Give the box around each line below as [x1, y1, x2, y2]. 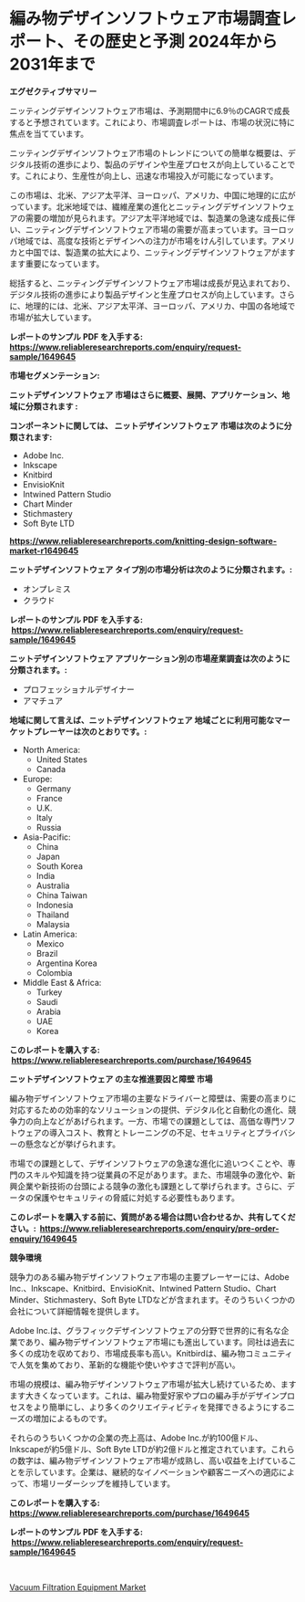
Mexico [36, 937, 65, 949]
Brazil [36, 948, 58, 958]
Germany [36, 782, 71, 794]
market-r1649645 [9, 545, 79, 556]
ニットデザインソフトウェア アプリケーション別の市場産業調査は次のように [9, 653, 291, 664]
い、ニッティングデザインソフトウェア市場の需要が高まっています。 [9, 224, 263, 235]
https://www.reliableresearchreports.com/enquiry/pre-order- [39, 1222, 280, 1233]
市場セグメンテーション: [9, 370, 100, 381]
